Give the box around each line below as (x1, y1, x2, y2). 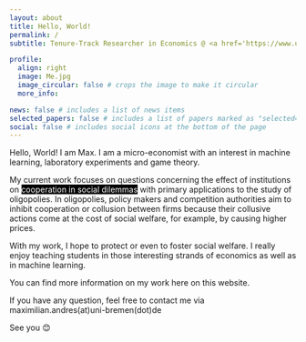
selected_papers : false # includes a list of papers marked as (9, 114, 255, 123)
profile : (9, 55, 43, 65)
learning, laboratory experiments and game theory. (9, 156, 200, 168)
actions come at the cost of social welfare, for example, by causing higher (9, 213, 287, 224)
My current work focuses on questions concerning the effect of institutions (9, 175, 291, 186)
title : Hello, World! (9, 22, 92, 31)
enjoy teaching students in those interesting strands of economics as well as (9, 250, 297, 261)
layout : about (9, 13, 64, 23)
